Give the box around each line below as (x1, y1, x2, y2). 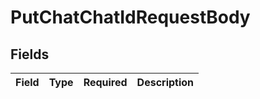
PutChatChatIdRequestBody (10, 6, 251, 29)
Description (136, 76, 195, 89)
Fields (10, 46, 50, 63)
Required (83, 76, 128, 89)
